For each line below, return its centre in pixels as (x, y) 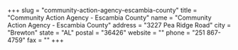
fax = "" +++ (45, 40)
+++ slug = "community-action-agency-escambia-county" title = (102, 10)
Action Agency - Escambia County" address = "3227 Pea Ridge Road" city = (119, 25)
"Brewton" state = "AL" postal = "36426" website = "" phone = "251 (106, 32)
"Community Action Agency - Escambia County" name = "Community (109, 18)
